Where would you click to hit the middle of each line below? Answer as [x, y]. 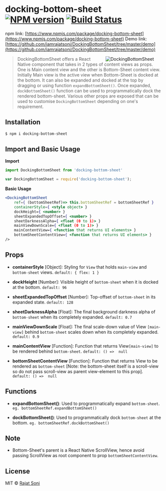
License [18, 471]
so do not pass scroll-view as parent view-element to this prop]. [78, 371]
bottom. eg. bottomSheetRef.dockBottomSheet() [61, 423]
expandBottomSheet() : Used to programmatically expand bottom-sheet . [86, 403]
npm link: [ [16, 33]
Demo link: [136, 39]
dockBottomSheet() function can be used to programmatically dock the [89, 91]
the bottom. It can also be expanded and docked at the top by [80, 80]
